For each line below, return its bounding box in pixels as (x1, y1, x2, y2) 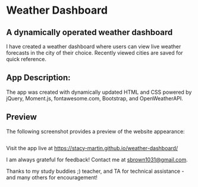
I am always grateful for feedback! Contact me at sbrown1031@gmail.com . (6, 156, 188, 163)
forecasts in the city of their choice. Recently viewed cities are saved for (6, 49, 183, 56)
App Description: (6, 72, 71, 83)
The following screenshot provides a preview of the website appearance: (6, 128, 186, 135)
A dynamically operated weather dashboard (6, 27, 173, 37)
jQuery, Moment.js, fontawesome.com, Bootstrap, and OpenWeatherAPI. (6, 94, 183, 102)
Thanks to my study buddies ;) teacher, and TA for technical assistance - (6, 167, 184, 175)
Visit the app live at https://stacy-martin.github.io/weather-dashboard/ (6, 144, 178, 151)
